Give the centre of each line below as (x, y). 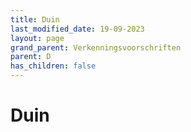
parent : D (31, 57)
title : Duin (35, 19)
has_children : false (53, 66)
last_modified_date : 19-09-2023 (77, 29)
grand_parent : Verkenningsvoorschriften (96, 47)
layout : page (37, 38)
